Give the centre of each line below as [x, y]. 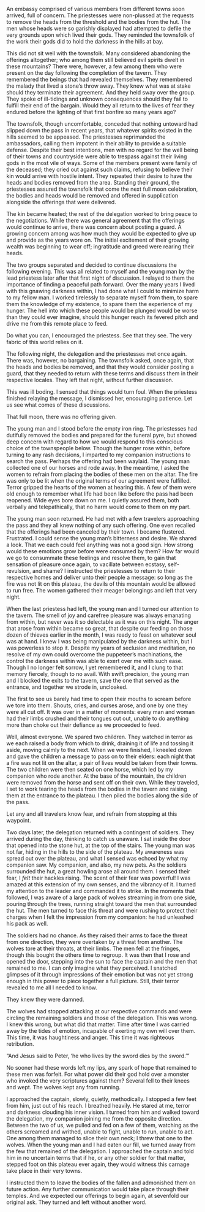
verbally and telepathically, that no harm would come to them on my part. [99, 507]
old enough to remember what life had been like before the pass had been [100, 494]
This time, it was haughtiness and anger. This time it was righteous [90, 1037]
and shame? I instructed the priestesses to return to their [104, 571]
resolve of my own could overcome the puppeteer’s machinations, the [94, 654]
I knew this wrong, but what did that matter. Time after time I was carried [98, 1024]
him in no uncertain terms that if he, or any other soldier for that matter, [96, 1158]
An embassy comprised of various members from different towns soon [95, 9]
